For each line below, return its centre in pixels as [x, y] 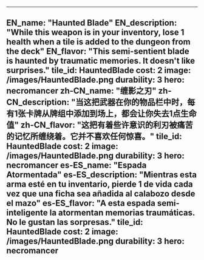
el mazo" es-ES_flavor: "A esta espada [81, 203]
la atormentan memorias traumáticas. [122, 213]
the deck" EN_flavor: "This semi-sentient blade [98, 51]
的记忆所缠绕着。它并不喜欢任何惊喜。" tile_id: [94, 136]
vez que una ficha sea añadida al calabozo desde [101, 194]
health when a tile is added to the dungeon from [98, 42]
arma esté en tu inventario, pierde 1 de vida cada [100, 184]
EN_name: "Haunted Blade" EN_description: [92, 23]
